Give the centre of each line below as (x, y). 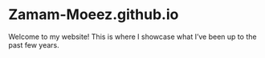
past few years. (34, 44)
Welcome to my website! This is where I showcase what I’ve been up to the (132, 37)
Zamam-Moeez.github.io (94, 15)
